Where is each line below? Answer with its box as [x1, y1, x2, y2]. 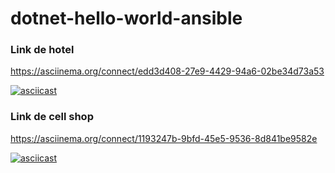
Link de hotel [10, 43, 75, 57]
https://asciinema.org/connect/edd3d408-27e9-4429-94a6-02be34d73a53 [10, 65, 325, 77]
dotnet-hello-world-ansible [10, 7, 243, 30]
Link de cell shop [10, 110, 94, 124]
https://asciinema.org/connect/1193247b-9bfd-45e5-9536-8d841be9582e [10, 132, 318, 144]
